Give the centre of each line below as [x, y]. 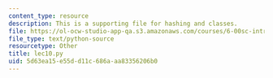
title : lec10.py [36, 54]
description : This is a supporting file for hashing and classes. [123, 24]
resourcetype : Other [43, 46]
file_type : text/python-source [61, 39]
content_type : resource [49, 16]
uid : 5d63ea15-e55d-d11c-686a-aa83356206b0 [83, 62]
